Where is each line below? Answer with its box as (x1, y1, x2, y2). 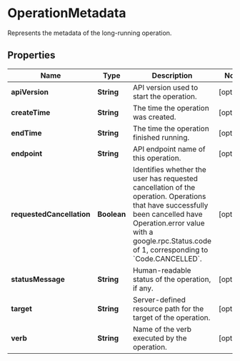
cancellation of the (132, 182, 196, 192)
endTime (11, 128, 42, 138)
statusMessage (11, 274, 66, 284)
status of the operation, (132, 274, 211, 284)
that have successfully (132, 200, 209, 210)
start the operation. (132, 91, 198, 101)
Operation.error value (132, 218, 205, 228)
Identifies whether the (132, 164, 207, 174)
